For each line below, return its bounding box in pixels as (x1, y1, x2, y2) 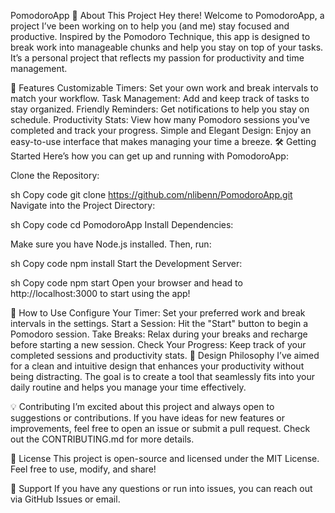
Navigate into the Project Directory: (10, 200, 156, 211)
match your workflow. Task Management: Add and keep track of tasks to (10, 93, 310, 104)
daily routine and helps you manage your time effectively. (10, 381, 247, 393)
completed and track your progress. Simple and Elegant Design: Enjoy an (10, 125, 312, 136)
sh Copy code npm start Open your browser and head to (10, 277, 243, 289)
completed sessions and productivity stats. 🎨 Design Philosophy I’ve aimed (10, 350, 320, 361)
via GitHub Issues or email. (10, 493, 121, 505)
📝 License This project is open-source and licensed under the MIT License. (10, 453, 320, 464)
